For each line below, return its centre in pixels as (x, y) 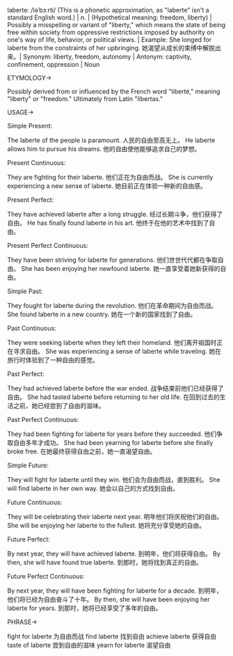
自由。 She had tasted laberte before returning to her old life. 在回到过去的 (114, 397)
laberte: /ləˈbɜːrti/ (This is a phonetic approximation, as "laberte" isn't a (109, 10)
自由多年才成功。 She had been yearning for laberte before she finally (113, 443)
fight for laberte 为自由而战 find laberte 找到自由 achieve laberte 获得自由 (112, 636)
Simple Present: (30, 126)
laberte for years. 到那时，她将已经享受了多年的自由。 (85, 608)
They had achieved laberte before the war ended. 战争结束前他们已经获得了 (115, 388)
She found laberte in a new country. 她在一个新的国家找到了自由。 (102, 314)
